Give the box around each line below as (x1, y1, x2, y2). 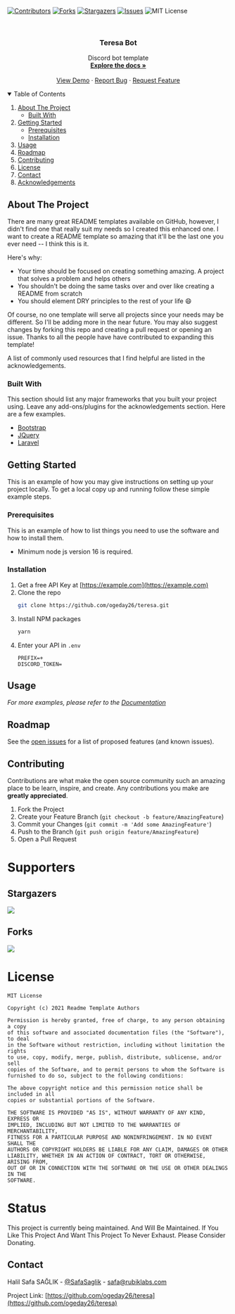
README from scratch (17, 289, 83, 298)
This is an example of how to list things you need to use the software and (7, 526, 220, 535)
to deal (7, 1035, 30, 1042)
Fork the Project (17, 805, 65, 813)
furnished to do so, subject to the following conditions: (7, 1072, 184, 1079)
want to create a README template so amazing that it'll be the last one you (7, 232, 224, 241)
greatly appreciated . (7, 791, 68, 800)
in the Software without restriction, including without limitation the (7, 1041, 225, 1048)
